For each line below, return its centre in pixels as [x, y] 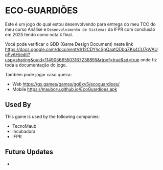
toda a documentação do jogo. [36, 65]
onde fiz [149, 59]
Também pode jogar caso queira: [38, 74]
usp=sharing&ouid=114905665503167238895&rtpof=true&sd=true [72, 59]
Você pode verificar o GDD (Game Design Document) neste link [69, 44]
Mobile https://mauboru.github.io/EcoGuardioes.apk [65, 89]
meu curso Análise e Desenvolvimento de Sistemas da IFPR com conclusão [80, 29]
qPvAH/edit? [18, 55]
